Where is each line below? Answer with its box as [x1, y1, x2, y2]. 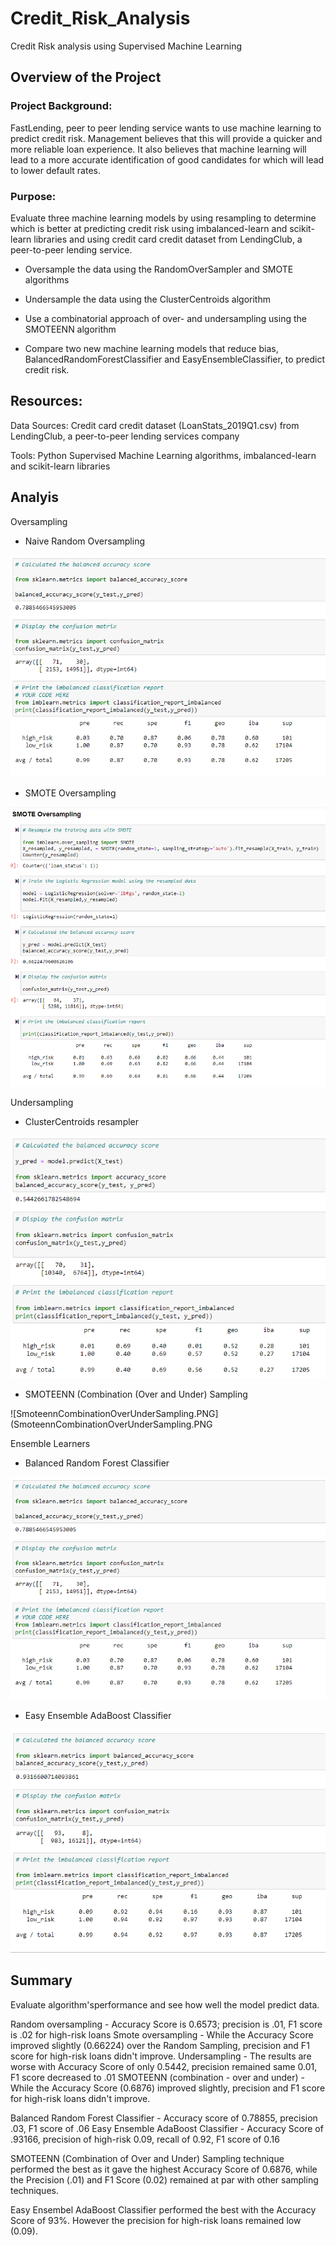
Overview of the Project [10, 69, 162, 86]
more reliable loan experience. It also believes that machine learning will [10, 143, 307, 155]
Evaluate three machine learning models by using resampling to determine [10, 212, 317, 224]
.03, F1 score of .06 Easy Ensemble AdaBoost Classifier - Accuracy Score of [10, 2122, 324, 2134]
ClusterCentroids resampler [24, 1115, 140, 1127]
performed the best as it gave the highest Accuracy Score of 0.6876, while [10, 2163, 318, 2175]
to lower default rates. [10, 164, 101, 176]
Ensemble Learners [10, 1437, 91, 1449]
